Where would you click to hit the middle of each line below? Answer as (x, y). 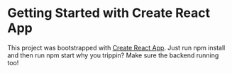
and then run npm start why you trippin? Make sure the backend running (113, 55)
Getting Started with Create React (109, 13)
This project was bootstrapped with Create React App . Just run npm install (116, 47)
